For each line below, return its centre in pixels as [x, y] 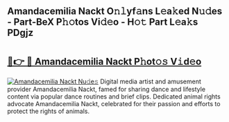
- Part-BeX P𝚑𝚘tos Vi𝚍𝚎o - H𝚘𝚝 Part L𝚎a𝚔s [103, 22]
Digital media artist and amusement [151, 81]
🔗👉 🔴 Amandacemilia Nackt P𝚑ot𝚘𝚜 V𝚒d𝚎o [104, 61]
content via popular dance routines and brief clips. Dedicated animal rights [114, 96]
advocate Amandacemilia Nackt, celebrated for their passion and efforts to [114, 104]
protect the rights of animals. [49, 111]
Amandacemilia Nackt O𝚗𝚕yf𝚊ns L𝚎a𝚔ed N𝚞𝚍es [115, 11]
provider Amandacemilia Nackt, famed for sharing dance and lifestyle [107, 89]
